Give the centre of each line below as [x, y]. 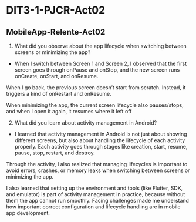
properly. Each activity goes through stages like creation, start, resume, [101, 147]
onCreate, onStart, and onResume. [56, 76]
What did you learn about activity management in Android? [86, 123]
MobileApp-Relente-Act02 [56, 32]
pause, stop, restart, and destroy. [55, 153]
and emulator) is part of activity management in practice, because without [96, 194]
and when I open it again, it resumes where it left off [69, 111]
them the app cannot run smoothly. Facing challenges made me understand [98, 201]
